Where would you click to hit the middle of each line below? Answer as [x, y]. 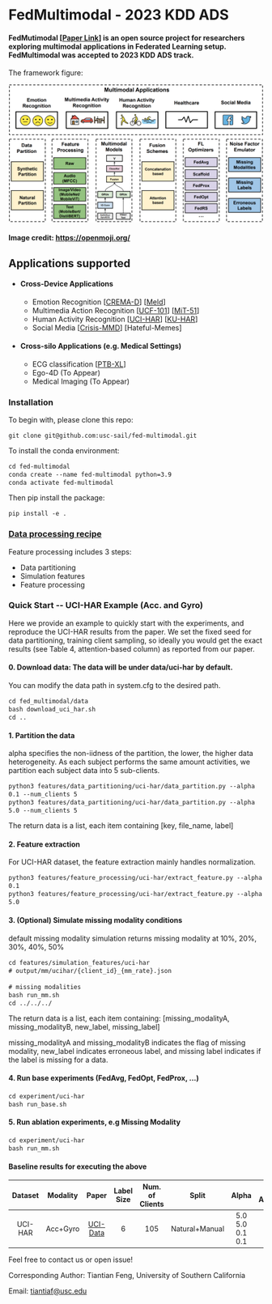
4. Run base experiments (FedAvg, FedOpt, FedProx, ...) [104, 1078]
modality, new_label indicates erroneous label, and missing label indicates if [135, 1051]
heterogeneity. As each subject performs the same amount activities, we [130, 762]
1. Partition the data [42, 735]
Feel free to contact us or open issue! [71, 1259]
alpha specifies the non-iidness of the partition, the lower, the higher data [131, 754]
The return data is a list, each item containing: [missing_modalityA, [119, 1018]
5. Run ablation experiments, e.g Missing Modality [94, 1122]
